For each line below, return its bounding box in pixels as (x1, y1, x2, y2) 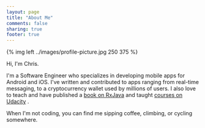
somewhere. (6, 116, 38, 124)
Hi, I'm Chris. (6, 60, 39, 68)
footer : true (6, 32, 40, 38)
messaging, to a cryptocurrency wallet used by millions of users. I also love (6, 85, 196, 92)
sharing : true (6, 26, 43, 32)
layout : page (6, 9, 40, 15)
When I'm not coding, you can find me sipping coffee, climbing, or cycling (6, 110, 193, 117)
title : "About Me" (6, 15, 53, 21)
